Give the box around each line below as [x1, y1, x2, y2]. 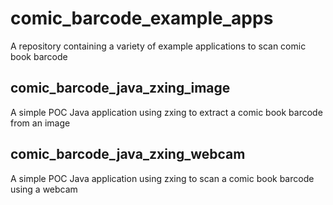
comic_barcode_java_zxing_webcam [10, 146, 246, 163]
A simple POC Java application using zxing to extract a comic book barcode [10, 106, 323, 118]
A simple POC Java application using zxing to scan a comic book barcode [10, 172, 315, 184]
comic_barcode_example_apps [10, 7, 274, 30]
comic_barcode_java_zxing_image [10, 80, 231, 97]
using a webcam [10, 183, 78, 195]
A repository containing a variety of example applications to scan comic [10, 40, 307, 52]
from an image [10, 117, 71, 129]
